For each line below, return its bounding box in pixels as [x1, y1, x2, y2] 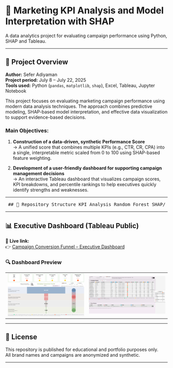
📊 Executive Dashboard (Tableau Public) [5, 222, 139, 230]
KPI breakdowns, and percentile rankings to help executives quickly [12, 181, 157, 188]
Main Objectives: [5, 127, 49, 134]
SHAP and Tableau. [5, 38, 46, 44]
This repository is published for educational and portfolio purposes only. [5, 346, 159, 353]
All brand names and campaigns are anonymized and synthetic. [5, 352, 141, 358]
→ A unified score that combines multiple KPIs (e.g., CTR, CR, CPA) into [12, 144, 165, 151]
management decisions [12, 171, 64, 177]
